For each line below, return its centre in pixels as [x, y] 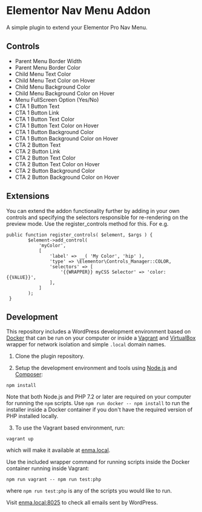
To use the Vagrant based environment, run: [70, 428]
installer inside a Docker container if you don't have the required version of [99, 409]
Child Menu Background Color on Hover [65, 93]
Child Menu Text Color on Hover [55, 80]
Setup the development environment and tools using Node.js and [96, 368]
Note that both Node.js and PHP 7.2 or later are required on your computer [99, 397]
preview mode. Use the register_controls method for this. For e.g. [87, 224]
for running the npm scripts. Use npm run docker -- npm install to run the [98, 403]
